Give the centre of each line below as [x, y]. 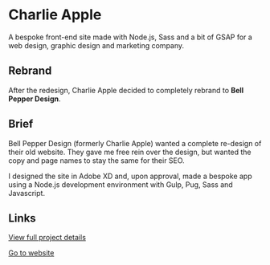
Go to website [31, 253]
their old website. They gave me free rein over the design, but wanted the [130, 152]
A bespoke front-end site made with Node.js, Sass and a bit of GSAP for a [131, 37]
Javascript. [27, 193]
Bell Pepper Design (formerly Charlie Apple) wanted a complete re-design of [135, 143]
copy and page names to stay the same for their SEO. [96, 160]
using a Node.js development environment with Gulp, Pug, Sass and [121, 184]
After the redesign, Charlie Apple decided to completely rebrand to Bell [126, 90]
